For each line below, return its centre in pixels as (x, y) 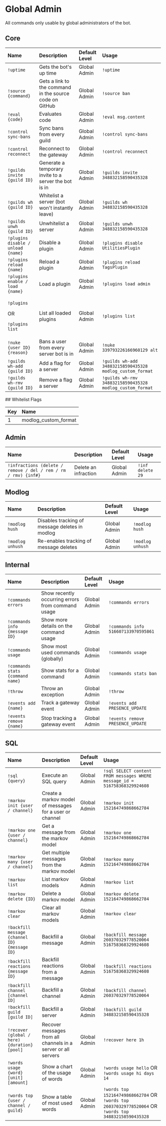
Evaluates (50, 114)
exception (53, 695)
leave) (46, 214)
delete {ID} (22, 899)
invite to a (50, 175)
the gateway (53, 154)
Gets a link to (54, 81)
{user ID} (19, 348)
